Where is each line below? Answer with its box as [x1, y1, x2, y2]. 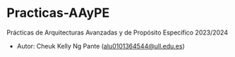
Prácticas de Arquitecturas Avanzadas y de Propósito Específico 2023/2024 [6, 28, 229, 37]
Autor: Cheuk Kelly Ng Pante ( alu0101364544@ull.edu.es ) [16, 42, 185, 50]
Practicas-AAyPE [6, 5, 110, 21]
